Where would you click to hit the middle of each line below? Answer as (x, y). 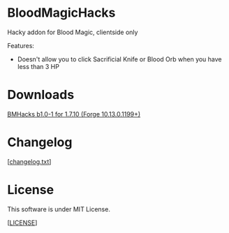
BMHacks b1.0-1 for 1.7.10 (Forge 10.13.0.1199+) (74, 114)
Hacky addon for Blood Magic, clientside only (73, 32)
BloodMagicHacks (61, 13)
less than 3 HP (38, 66)
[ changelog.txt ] (29, 161)
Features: (21, 45)
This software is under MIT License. (59, 209)
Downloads (41, 95)
